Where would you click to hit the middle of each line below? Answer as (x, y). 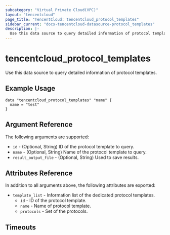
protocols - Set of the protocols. (54, 211)
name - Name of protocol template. (55, 206)
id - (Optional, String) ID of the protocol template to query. (73, 146)
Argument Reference (39, 125)
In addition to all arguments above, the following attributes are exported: (80, 185)
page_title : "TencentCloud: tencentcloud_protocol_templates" (72, 19)
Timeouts (21, 227)
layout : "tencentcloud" (30, 15)
